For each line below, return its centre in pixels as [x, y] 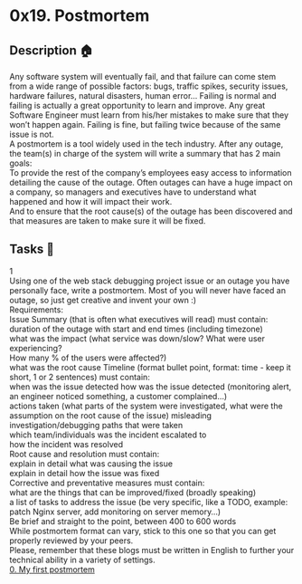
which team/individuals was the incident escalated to [108, 435]
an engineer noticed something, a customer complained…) [118, 396]
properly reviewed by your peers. [71, 541]
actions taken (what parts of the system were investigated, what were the [146, 406]
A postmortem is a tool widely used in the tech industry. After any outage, [146, 144]
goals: [21, 163]
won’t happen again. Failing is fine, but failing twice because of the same [145, 124]
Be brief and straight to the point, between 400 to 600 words [123, 521]
